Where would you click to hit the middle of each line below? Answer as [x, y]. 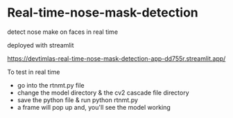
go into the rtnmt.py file [51, 85]
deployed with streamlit [41, 45]
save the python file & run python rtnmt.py [78, 100]
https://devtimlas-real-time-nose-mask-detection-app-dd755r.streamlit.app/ [116, 58]
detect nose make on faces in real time [63, 32]
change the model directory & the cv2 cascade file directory [103, 92]
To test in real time [34, 72]
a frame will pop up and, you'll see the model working [94, 107]
